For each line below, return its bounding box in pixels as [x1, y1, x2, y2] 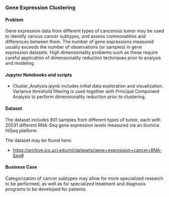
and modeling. [5, 60, 35, 66]
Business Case [5, 164, 37, 170]
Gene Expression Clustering [5, 4, 76, 11]
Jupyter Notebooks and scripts [5, 71, 72, 77]
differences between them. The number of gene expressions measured [5, 38, 154, 45]
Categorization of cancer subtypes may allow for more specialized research [5, 175, 163, 181]
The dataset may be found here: [5, 137, 72, 143]
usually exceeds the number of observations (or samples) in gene [5, 44, 143, 50]
